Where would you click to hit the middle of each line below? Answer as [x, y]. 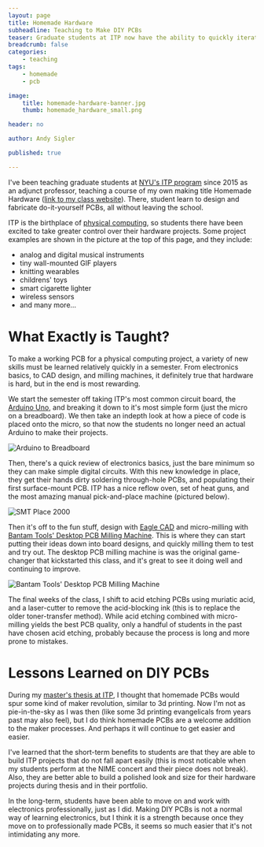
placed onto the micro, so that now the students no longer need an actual [127, 424]
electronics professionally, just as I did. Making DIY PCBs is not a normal [125, 809]
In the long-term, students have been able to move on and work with [119, 801]
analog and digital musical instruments [82, 254]
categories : [27, 52]
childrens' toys [44, 280]
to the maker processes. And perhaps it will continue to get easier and [122, 728]
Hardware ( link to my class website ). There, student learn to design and [124, 199]
